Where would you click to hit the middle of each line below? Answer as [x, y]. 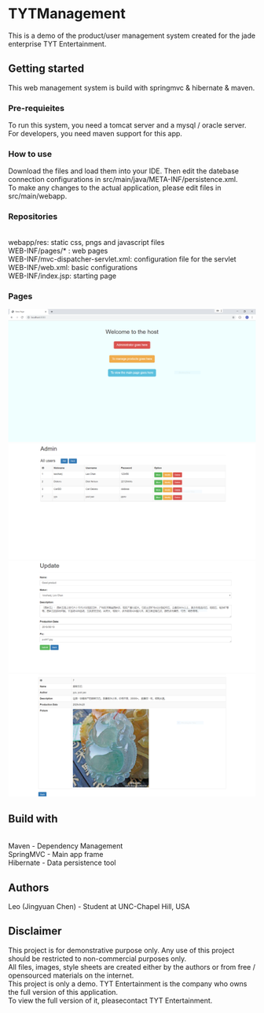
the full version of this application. [63, 992]
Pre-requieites [37, 108]
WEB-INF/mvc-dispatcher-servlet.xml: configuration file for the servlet [123, 259]
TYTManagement [67, 14]
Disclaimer [35, 931]
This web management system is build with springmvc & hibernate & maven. [132, 87]
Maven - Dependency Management [66, 846]
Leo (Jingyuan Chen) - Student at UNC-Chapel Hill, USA [99, 906]
